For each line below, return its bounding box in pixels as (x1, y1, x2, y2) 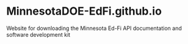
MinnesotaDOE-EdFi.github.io (6, 4, 162, 18)
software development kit (6, 31, 71, 38)
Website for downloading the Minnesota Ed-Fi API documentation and (6, 24, 182, 32)
